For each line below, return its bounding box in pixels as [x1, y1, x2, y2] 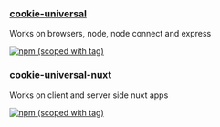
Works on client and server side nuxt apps [9, 90, 169, 101]
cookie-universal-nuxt [9, 69, 112, 81]
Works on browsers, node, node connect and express [9, 28, 212, 39]
